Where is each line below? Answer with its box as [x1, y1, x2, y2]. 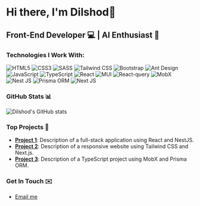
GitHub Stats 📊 [6, 92, 52, 100]
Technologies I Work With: [6, 51, 85, 59]
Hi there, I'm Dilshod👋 [6, 5, 116, 19]
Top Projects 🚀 [6, 123, 50, 131]
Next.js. [14, 149, 34, 156]
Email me [14, 193, 38, 200]
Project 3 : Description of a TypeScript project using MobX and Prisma [14, 155, 187, 163]
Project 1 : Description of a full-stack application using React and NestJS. [14, 137, 194, 144]
